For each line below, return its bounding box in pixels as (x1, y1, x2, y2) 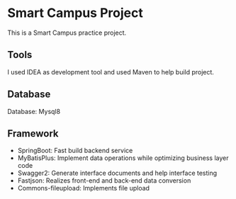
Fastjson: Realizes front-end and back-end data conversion (17, 176, 191, 185)
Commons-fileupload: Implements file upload (17, 184, 150, 193)
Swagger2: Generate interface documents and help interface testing (17, 169, 218, 178)
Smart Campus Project (7, 5, 143, 21)
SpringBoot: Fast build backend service (17, 147, 133, 155)
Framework (7, 127, 59, 140)
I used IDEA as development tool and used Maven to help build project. (7, 67, 215, 76)
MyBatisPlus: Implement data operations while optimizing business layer (17, 154, 229, 162)
